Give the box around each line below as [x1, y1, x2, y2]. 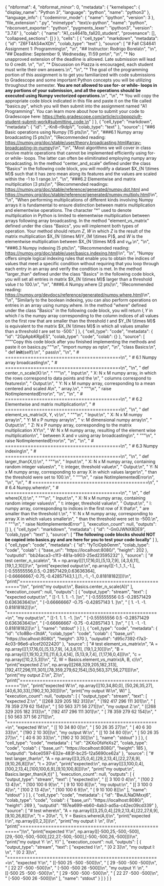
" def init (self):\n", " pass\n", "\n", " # [5, 349, 80, 355]
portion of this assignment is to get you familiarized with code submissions [5, 72, 156, 77]
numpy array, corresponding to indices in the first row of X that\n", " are [5, 505, 150, 511]
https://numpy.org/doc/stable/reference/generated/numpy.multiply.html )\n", [5, 192, 158, 198]
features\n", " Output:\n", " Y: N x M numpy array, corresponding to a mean [5, 380, 155, 386]
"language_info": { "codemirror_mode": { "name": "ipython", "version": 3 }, [5, 15, 155, 20]
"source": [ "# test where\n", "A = [5, 808, 72, 813]
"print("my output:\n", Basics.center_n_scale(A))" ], [31, 583, 133, 589]
